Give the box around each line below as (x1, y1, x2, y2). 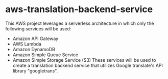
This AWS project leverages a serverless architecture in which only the (5, 20, 154, 26)
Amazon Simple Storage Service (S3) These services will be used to (12, 57, 156, 63)
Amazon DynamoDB (12, 46, 55, 52)
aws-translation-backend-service (5, 4, 153, 15)
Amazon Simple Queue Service (12, 52, 78, 58)
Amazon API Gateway (12, 35, 59, 42)
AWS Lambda (12, 41, 42, 47)
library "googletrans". (12, 67, 58, 74)
